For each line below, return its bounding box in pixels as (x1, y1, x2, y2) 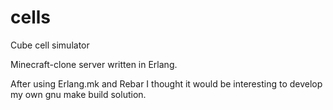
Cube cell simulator (10, 39, 90, 51)
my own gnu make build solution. (10, 88, 147, 100)
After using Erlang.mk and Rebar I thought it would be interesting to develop (10, 77, 323, 90)
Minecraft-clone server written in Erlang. (10, 58, 178, 70)
